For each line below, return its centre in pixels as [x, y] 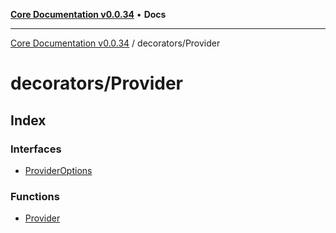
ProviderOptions [58, 170]
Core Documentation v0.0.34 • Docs [88, 14]
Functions [35, 196]
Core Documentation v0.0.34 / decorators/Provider [115, 43]
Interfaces [36, 149]
